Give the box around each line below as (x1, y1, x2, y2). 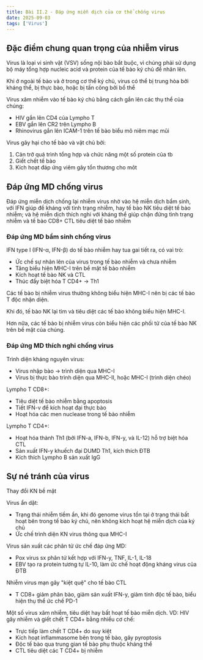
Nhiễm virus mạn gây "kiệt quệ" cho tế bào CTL (6, 579, 127, 587)
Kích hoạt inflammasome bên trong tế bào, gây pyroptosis (15, 634, 162, 642)
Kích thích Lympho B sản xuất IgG (15, 453, 101, 461)
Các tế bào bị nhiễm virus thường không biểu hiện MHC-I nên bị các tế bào (6, 290, 195, 297)
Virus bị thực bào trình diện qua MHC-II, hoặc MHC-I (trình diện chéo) (15, 373, 191, 381)
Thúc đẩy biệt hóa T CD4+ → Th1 (15, 277, 99, 285)
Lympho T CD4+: (6, 422, 50, 430)
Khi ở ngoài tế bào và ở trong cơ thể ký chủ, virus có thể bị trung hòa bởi (6, 78, 189, 85)
